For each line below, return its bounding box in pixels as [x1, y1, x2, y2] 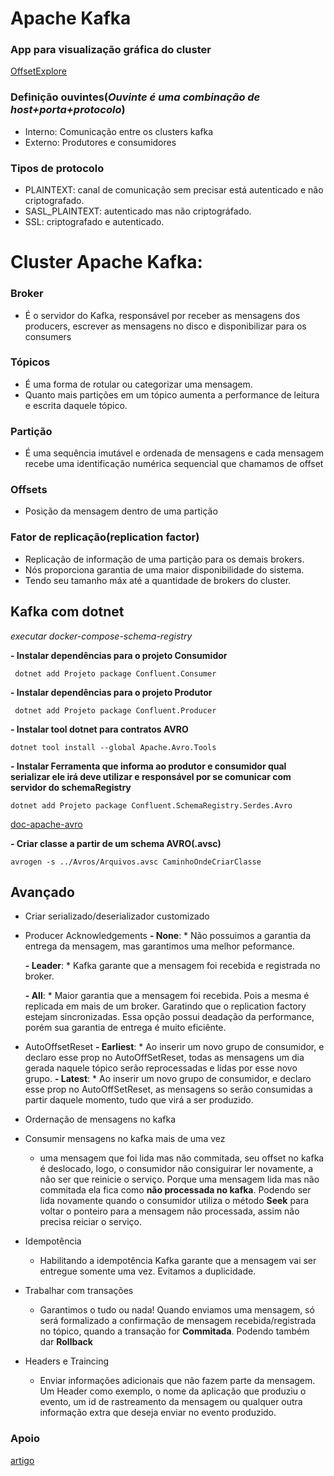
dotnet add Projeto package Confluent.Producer [14, 705, 217, 716]
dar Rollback [39, 1336, 93, 1348]
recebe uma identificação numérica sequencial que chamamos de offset [24, 458, 324, 470]
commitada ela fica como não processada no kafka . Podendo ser [39, 1184, 312, 1196]
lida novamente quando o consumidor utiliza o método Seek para [39, 1195, 310, 1207]
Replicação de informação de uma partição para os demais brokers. [24, 553, 305, 565]
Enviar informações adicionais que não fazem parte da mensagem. [39, 1375, 316, 1387]
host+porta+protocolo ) [10, 103, 126, 117]
